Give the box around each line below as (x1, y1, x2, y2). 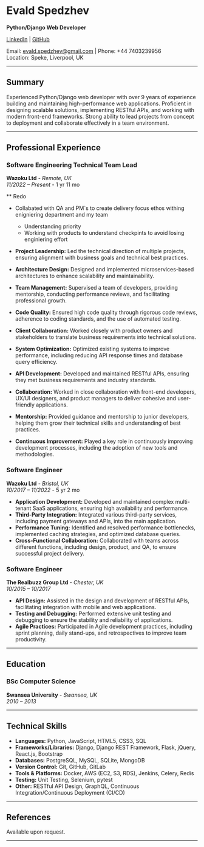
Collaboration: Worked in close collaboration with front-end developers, (15, 388, 196, 396)
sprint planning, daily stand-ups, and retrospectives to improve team (15, 629, 187, 636)
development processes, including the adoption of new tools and (15, 444, 178, 451)
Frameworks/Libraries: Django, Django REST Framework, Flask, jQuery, (15, 744, 196, 751)
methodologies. (15, 451, 55, 458)
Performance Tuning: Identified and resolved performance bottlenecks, (15, 524, 195, 531)
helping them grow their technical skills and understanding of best (15, 419, 181, 427)
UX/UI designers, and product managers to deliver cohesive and (15, 395, 176, 402)
